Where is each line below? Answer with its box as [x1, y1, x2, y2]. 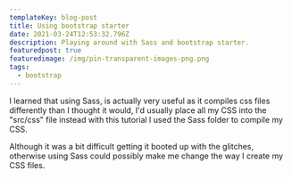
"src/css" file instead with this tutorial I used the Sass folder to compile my [9, 114, 284, 125]
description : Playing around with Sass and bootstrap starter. [9, 37, 250, 47]
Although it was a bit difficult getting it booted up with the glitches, [9, 141, 254, 151]
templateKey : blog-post [9, 12, 98, 22]
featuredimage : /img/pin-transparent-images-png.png [9, 54, 210, 63]
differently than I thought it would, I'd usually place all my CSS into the [9, 104, 267, 116]
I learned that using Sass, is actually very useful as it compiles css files [9, 95, 271, 106]
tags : [9, 63, 29, 72]
